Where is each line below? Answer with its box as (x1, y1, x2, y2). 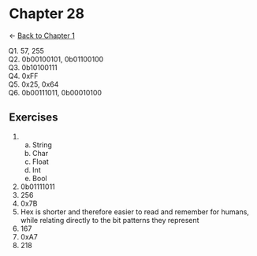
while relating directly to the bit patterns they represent (20, 215, 199, 224)
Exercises (9, 111, 58, 124)
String (32, 139, 52, 150)
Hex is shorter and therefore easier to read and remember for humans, (20, 206, 249, 217)
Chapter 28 (9, 5, 85, 23)
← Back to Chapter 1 (9, 31, 76, 40)
